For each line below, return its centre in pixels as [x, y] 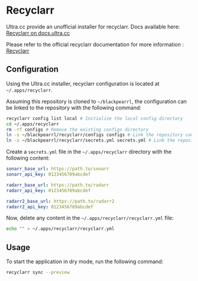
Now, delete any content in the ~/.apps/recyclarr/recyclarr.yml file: [90, 218]
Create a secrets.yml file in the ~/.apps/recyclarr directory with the [89, 152]
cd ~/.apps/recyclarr [33, 124]
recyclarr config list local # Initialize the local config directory [95, 118]
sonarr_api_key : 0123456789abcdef [49, 175]
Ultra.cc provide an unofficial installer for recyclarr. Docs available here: [93, 27]
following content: [28, 158]
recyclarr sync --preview [38, 273]
